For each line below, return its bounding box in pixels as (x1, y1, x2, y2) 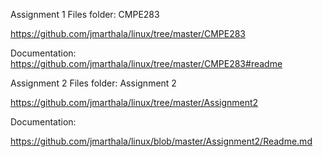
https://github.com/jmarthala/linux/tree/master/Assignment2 (10, 97, 259, 108)
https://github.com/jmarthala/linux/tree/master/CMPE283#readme (10, 58, 283, 69)
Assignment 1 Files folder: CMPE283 (10, 9, 160, 20)
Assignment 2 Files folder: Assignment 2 (10, 77, 177, 89)
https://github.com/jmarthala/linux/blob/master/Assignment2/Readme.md (10, 135, 313, 147)
